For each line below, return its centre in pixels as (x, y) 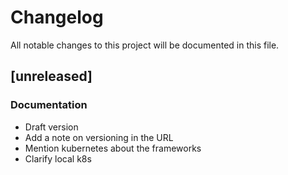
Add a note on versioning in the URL (99, 137)
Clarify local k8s (58, 158)
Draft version (51, 127)
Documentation (49, 105)
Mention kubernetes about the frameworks (113, 148)
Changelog (57, 17)
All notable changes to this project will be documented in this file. (145, 45)
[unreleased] (51, 76)
